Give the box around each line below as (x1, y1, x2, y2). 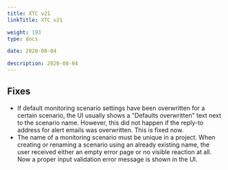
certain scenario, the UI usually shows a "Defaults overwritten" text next (16, 111, 222, 119)
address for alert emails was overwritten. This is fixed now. (16, 125, 184, 134)
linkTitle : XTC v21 (7, 17, 63, 23)
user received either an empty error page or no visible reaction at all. (16, 147, 212, 156)
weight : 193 (7, 29, 41, 36)
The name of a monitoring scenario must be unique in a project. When (16, 133, 216, 141)
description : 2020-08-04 (7, 60, 78, 67)
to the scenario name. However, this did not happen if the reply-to (16, 118, 204, 127)
